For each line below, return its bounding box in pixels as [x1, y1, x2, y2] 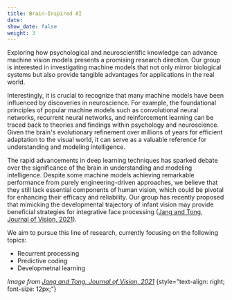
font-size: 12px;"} [7, 285, 57, 293]
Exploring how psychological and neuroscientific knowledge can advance [7, 48, 217, 57]
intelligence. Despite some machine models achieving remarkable [7, 171, 195, 179]
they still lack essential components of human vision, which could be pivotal [7, 186, 224, 194]
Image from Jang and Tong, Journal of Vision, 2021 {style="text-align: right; [7, 278, 225, 286]
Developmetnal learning [17, 264, 85, 272]
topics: [7, 236, 27, 245]
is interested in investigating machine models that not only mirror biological [7, 63, 222, 71]
